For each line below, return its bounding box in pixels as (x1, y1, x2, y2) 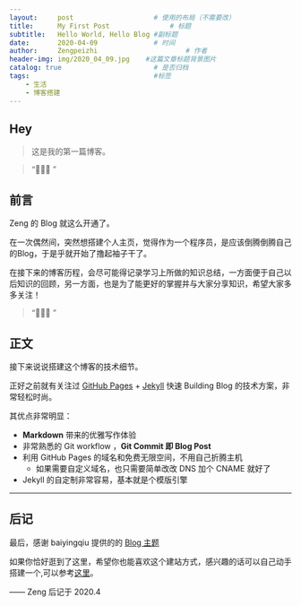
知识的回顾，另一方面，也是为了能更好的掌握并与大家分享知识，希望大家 (16, 279, 284, 290)
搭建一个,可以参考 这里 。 (9, 567, 99, 578)
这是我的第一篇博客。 (30, 146, 110, 157)
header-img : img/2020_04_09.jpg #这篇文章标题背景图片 (9, 55, 217, 64)
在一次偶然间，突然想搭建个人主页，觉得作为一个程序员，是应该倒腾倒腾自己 (9, 237, 292, 247)
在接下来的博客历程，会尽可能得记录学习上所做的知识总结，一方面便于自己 (9, 267, 284, 278)
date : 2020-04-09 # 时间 (9, 38, 176, 48)
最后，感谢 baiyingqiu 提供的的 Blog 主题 (9, 537, 159, 548)
